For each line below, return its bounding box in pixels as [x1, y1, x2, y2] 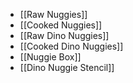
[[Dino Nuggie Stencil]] [19, 62, 115, 73]
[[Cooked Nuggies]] [19, 19, 103, 31]
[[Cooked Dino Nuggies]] [19, 40, 124, 52]
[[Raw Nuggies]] [19, 9, 88, 20]
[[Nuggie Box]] [19, 51, 82, 63]
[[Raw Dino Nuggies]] [19, 30, 110, 41]
